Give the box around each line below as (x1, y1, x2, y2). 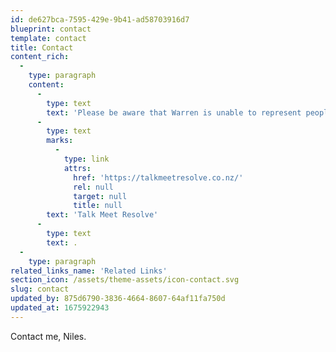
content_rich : (10, 52, 70, 62)
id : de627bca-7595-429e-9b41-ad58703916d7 (10, 14, 190, 25)
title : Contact (10, 42, 74, 53)
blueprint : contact (10, 24, 92, 34)
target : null (73, 191, 128, 201)
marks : (46, 136, 74, 146)
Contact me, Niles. (10, 330, 87, 342)
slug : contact (10, 284, 70, 295)
